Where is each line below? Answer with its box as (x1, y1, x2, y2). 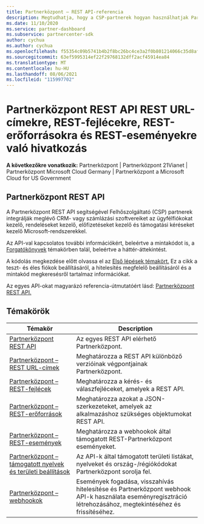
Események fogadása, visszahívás (76, 477, 174, 486)
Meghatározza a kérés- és (76, 377, 152, 386)
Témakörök (6, 306, 50, 316)
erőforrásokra (6, 129, 78, 143)
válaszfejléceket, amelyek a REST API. (76, 384, 185, 393)
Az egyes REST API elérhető (76, 335, 157, 343)
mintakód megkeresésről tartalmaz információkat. (6, 270, 131, 277)
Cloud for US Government (6, 174, 71, 182)
